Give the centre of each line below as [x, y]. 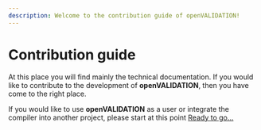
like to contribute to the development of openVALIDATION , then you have [129, 85]
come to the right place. [47, 94]
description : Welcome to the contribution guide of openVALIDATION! [124, 15]
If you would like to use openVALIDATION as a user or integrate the [119, 109]
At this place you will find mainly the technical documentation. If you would [131, 77]
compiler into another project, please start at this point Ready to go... [121, 117]
